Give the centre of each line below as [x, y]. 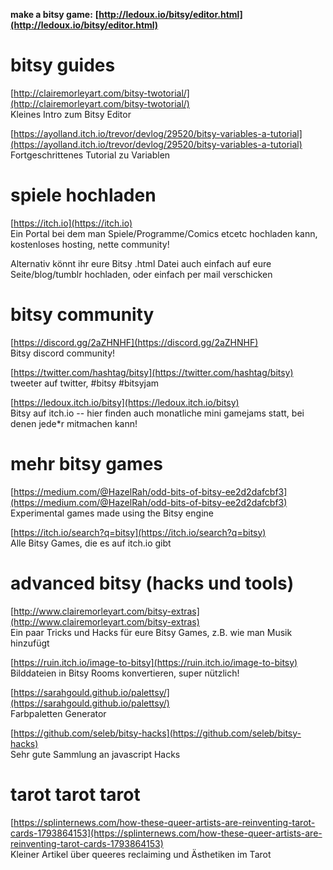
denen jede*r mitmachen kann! [74, 423]
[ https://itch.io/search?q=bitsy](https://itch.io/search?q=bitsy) [138, 532]
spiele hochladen [83, 195]
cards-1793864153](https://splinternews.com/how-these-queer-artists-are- [166, 833]
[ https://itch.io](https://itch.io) [71, 223]
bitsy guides [63, 65]
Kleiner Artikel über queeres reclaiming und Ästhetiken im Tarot [141, 854]
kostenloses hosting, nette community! [90, 244]
